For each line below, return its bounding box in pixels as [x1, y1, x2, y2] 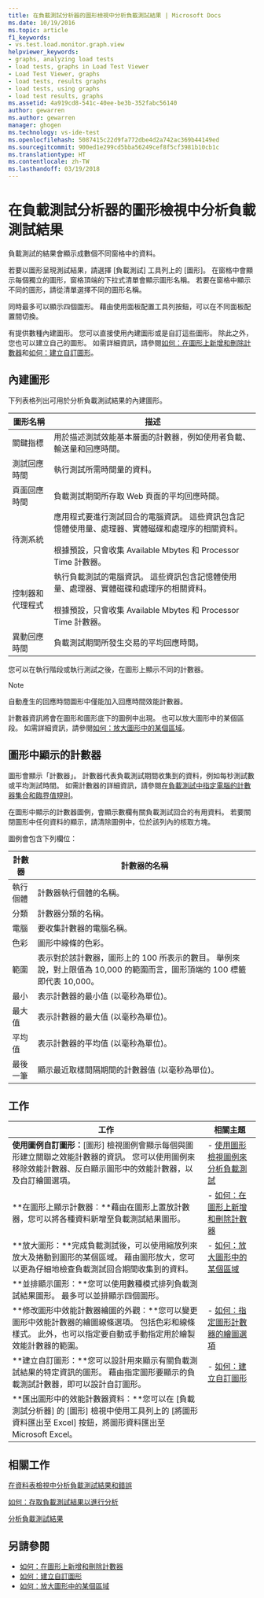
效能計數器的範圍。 [12, 1341, 84, 1352]
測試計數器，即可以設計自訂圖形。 [20, 1378, 147, 1389]
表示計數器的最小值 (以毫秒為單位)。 [37, 991, 172, 1002]
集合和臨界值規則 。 [14, 790, 77, 799]
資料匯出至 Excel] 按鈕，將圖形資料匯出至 [12, 1417, 166, 1428]
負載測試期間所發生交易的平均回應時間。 [53, 637, 203, 648]
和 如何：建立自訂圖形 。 [22, 348, 98, 357]
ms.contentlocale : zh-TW [8, 158, 90, 166]
